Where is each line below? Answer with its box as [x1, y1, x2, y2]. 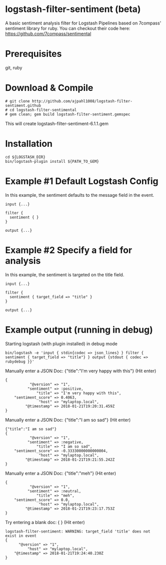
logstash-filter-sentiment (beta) [5, 3, 141, 15]
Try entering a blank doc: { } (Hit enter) [5, 519, 85, 525]
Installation [5, 138, 53, 149]
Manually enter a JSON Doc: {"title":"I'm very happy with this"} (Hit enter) [5, 368, 157, 374]
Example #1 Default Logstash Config [5, 175, 159, 187]
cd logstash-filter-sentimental [9, 107, 77, 112]
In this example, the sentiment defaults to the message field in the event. [5, 192, 155, 198]
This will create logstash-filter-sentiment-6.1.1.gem [5, 120, 109, 126]
